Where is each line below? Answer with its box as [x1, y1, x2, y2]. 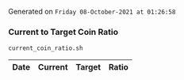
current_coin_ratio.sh [8, 44, 83, 52]
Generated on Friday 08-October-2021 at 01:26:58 [8, 7, 176, 16]
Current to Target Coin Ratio [8, 26, 119, 37]
